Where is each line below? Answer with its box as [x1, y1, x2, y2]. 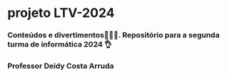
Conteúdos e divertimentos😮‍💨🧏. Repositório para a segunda [7, 30, 220, 40]
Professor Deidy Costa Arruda [7, 61, 114, 71]
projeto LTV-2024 [7, 5, 116, 21]
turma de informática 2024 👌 [7, 40, 112, 49]
